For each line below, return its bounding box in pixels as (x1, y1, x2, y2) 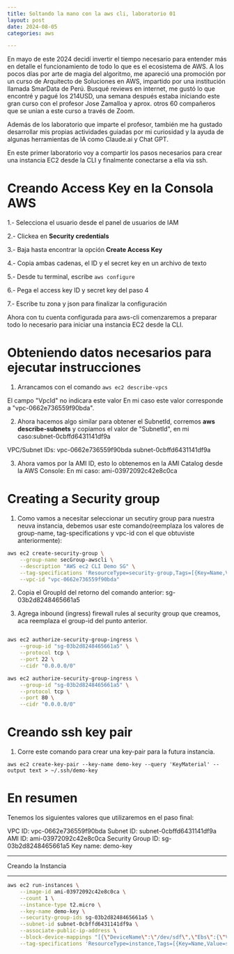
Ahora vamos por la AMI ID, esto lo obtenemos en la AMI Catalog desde (17, 459, 223, 468)
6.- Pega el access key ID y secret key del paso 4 (7, 286, 149, 295)
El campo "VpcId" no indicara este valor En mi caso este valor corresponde (7, 396, 224, 405)
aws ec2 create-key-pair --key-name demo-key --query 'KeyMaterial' (7, 761, 210, 768)
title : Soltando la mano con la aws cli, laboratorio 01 (7, 10, 176, 17)
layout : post (7, 17, 45, 24)
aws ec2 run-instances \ (7, 882, 79, 889)
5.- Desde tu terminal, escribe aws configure (7, 273, 135, 281)
